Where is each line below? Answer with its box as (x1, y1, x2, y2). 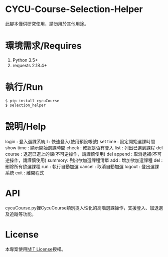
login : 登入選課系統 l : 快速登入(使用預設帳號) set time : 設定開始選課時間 (5, 138, 155, 144)
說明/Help (5, 121, 46, 132)
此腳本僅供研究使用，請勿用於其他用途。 (5, 21, 89, 27)
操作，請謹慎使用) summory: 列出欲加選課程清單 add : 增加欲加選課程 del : (9, 157, 163, 163)
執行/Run (5, 82, 44, 93)
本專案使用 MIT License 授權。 (5, 246, 66, 252)
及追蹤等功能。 (5, 211, 36, 217)
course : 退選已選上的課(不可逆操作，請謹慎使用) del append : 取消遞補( (5, 151, 153, 157)
